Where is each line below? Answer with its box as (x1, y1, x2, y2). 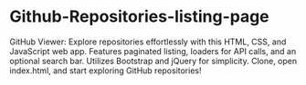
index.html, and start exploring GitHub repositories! (9, 65, 202, 76)
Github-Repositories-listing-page (9, 6, 269, 27)
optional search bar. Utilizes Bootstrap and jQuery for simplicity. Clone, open (9, 55, 298, 66)
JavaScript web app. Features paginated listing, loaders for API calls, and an (9, 45, 297, 56)
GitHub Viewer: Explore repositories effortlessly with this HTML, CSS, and (9, 36, 287, 47)
